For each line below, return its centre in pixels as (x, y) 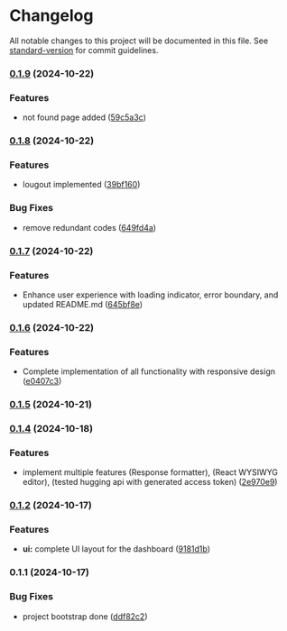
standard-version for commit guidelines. (84, 50)
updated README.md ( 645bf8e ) (82, 304)
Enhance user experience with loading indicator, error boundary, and (150, 295)
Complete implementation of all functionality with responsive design (148, 371)
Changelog (51, 16)
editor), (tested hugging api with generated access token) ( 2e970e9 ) (150, 482)
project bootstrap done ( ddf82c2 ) (85, 616)
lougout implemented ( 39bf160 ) (81, 185)
